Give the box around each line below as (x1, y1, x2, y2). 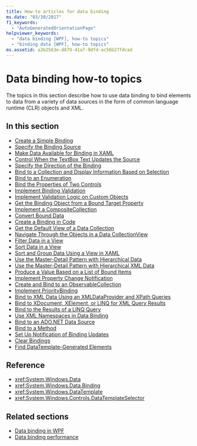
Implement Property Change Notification (14, 274, 113, 281)
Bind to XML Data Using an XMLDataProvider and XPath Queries (14, 293, 171, 300)
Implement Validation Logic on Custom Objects (14, 193, 129, 200)
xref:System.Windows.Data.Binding (14, 382, 101, 389)
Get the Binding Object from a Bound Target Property (14, 199, 144, 207)
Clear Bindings (14, 337, 51, 344)
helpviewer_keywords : (6, 31, 59, 36)
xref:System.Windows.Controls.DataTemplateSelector (14, 395, 145, 402)
